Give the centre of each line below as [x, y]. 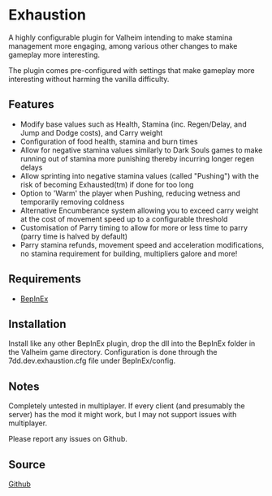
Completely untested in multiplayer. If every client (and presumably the [127, 406]
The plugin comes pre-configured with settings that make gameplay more [132, 70]
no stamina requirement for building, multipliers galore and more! [129, 253]
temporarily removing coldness [72, 201]
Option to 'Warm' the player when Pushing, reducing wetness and [130, 193]
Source [27, 464]
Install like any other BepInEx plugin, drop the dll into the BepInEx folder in [132, 343]
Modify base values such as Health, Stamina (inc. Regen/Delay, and [133, 124]
